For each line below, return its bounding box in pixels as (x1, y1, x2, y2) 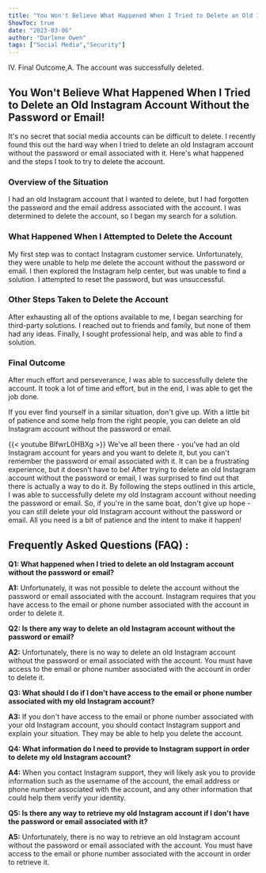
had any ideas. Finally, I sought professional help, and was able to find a (8, 329, 243, 338)
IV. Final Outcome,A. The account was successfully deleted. (8, 63, 204, 72)
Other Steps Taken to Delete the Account (8, 294, 169, 305)
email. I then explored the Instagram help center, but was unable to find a (8, 266, 247, 276)
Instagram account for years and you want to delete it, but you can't (8, 448, 230, 458)
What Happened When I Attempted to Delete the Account (8, 231, 233, 242)
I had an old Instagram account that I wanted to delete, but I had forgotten (8, 195, 249, 204)
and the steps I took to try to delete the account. (8, 156, 165, 166)
